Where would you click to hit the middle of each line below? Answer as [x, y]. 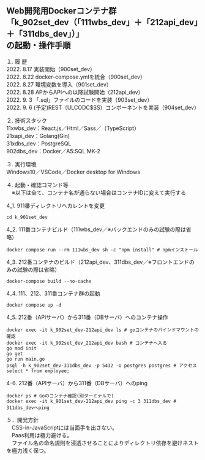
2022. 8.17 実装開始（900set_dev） [51, 69]
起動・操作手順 [43, 46]
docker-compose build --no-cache [49, 281]
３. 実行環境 [21, 164]
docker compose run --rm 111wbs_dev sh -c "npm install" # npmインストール [102, 250]
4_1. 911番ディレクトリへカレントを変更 [56, 205]
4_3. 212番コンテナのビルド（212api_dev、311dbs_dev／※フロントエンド [98, 262]
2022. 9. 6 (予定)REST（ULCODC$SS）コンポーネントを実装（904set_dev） [103, 107]
